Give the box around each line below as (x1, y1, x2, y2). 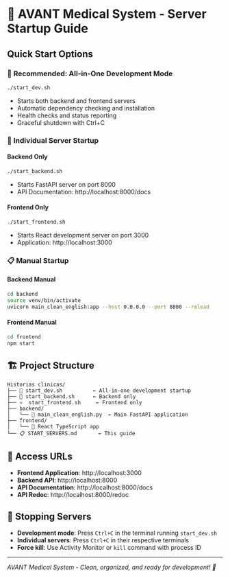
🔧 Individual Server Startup (7, 135, 99, 145)
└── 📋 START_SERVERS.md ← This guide (7, 430, 136, 437)
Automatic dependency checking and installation (16, 104, 155, 112)
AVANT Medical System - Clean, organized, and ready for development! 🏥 (7, 563, 217, 571)
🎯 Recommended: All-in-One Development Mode (7, 69, 173, 78)
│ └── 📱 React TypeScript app (7, 424, 99, 430)
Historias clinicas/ (7, 381, 66, 389)
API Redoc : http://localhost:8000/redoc (16, 491, 129, 499)
